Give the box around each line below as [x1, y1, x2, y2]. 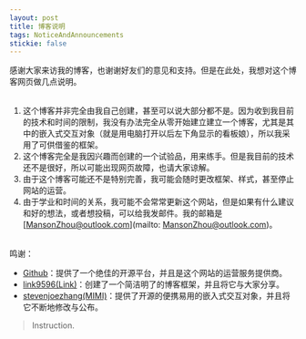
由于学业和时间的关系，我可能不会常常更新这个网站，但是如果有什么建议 [22, 197, 294, 208]
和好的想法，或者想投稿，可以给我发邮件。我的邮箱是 [22, 208, 223, 219]
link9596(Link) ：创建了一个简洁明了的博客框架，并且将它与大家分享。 [22, 279, 285, 290]
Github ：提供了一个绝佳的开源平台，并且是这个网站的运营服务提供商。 [22, 268, 288, 279]
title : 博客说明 [9, 22, 66, 31]
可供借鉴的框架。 [38, 139, 103, 150]
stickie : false [9, 38, 67, 48]
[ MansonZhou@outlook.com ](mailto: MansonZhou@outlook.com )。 [22, 220, 278, 231]
